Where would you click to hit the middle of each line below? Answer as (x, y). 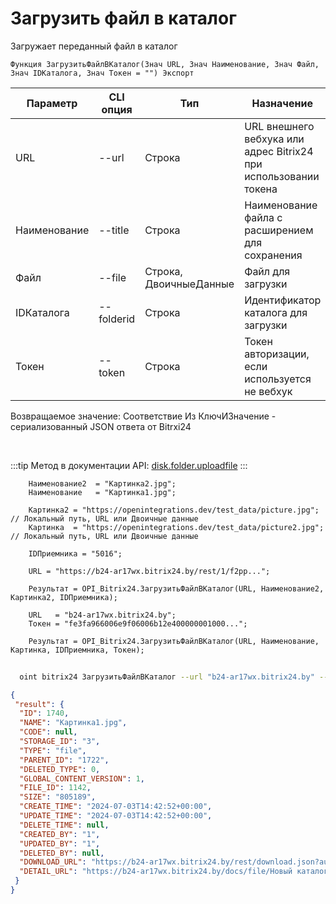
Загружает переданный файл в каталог (94, 46)
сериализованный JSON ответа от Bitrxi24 (101, 426)
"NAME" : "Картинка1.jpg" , (73, 723)
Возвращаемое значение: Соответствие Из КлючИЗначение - (143, 416)
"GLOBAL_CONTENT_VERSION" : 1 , (82, 778)
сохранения (273, 255)
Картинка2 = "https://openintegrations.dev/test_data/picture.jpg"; (174, 510)
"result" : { (39, 704)
